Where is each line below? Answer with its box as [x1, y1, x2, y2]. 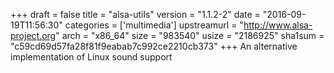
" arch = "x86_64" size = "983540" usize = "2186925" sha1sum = [55, 30, 325, 41]
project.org [10, 30, 57, 41]
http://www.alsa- [243, 19, 313, 31]
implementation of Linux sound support [10, 51, 173, 63]
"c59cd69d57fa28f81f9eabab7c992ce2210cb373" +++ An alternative [10, 40, 298, 52]
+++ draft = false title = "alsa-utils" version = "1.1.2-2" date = [10, 9, 261, 20]
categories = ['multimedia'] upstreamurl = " [64, 19, 244, 31]
